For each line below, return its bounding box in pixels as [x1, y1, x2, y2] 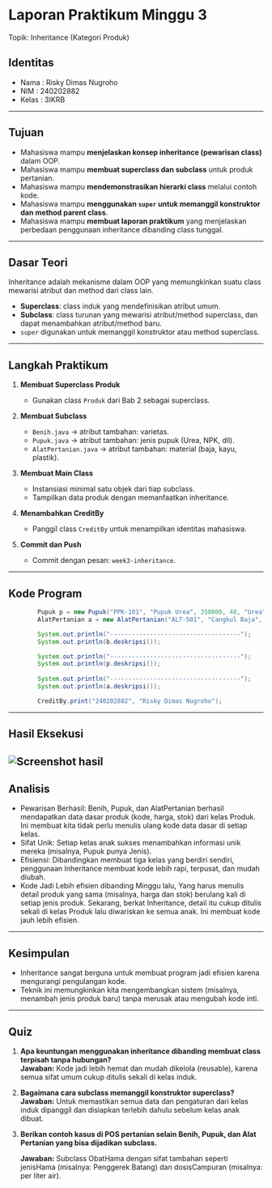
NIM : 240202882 [19, 86, 80, 96]
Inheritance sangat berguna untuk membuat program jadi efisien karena [19, 968, 260, 977]
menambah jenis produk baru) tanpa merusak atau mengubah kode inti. [19, 994, 259, 1003]
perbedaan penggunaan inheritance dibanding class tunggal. [19, 224, 224, 234]
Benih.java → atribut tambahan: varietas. [32, 427, 170, 436]
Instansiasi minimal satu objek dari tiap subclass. [32, 484, 195, 494]
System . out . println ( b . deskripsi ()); [37, 637, 161, 645]
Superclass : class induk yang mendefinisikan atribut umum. [19, 301, 221, 311]
